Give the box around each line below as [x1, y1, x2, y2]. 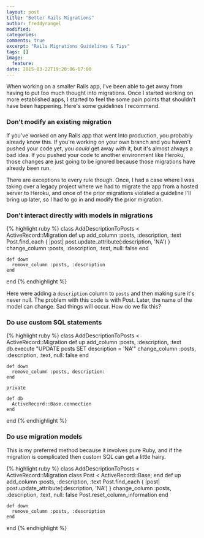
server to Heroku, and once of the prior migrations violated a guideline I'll [6, 189, 191, 196]
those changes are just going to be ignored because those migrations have [6, 158, 196, 165]
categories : [6, 32, 37, 38]
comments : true [6, 37, 45, 44]
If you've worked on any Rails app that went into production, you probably [6, 131, 193, 139]
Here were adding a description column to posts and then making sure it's [6, 290, 195, 297]
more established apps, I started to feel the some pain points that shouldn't [6, 96, 196, 103]
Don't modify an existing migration [6, 118, 112, 126]
